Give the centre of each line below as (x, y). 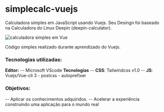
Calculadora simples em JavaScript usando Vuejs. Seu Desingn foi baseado (82, 23)
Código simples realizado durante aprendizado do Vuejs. (63, 47)
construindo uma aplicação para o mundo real (52, 104)
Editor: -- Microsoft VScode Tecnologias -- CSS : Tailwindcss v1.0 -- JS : (79, 70)
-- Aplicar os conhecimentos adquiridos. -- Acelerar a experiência (72, 99)
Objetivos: (18, 88)
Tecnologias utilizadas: (34, 59)
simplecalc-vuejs (41, 9)
